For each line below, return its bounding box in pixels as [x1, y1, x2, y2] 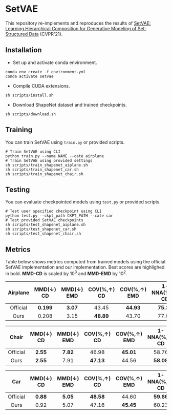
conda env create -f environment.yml [5, 69, 86, 74]
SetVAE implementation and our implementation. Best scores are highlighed [5, 264, 165, 271]
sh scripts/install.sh [5, 93, 54, 98]
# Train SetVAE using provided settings [5, 158, 93, 163]
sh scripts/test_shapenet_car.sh [5, 226, 77, 232]
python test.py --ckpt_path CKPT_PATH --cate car [5, 213, 114, 218]
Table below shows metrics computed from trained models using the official [5, 259, 165, 265]
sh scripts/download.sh [5, 111, 56, 117]
